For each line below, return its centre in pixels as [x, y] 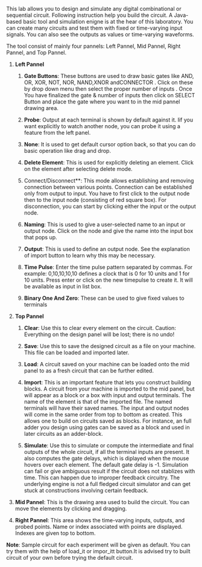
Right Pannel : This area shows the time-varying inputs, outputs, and [100, 520]
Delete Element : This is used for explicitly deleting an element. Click [109, 162]
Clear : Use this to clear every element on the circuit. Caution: [100, 328]
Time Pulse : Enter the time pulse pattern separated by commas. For [108, 267]
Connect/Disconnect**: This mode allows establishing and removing [109, 180]
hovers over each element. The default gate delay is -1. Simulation [106, 465]
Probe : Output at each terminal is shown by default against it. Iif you [109, 120]
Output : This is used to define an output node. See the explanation [107, 249]
